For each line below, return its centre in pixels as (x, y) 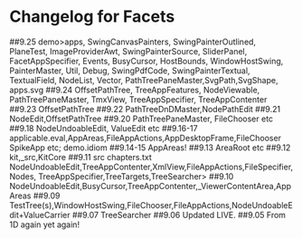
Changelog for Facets (92, 17)
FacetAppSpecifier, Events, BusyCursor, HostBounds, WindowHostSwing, (146, 61)
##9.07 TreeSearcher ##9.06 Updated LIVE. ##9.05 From (179, 215)
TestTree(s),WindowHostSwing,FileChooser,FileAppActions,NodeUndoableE (151, 205)
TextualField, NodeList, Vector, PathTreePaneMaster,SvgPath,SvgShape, (144, 80)
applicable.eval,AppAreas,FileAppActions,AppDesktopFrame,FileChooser (146, 138)
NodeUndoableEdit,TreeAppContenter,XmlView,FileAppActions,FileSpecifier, (151, 167)
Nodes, (23, 176)
